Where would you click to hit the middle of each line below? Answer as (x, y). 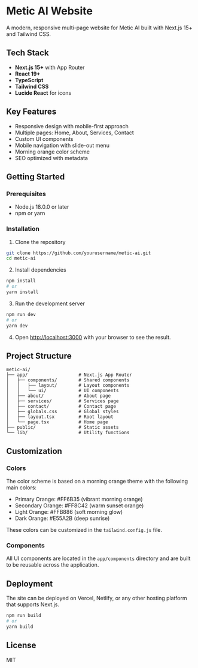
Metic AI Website (50, 11)
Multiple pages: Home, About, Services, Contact (74, 133)
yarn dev (17, 326)
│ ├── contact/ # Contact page (61, 407)
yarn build (20, 627)
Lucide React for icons (43, 93)
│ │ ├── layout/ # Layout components (68, 386)
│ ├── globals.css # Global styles (63, 412)
